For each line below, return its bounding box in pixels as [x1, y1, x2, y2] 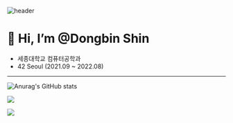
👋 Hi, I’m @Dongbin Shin [7, 31, 150, 46]
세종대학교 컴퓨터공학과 [17, 54, 81, 62]
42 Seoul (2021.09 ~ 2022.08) [17, 62, 104, 70]
